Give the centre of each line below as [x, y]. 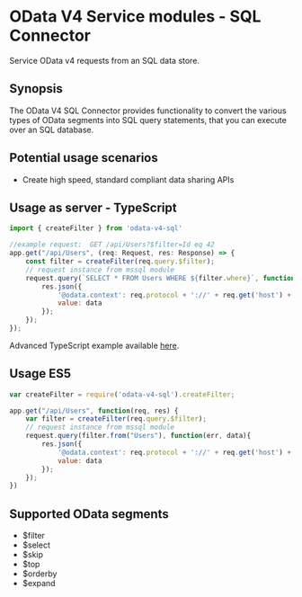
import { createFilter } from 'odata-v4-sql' [96, 228]
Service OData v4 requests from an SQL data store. [105, 60]
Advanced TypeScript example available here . [94, 345]
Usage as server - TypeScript [93, 207]
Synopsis [36, 89]
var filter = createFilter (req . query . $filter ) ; [116, 419]
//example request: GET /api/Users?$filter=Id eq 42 [112, 245]
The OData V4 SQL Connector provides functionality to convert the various [148, 111]
